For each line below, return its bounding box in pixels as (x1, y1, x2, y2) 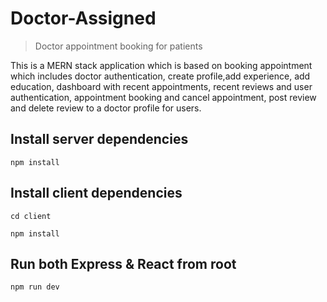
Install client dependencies (10, 185, 183, 202)
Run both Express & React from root (10, 255, 237, 272)
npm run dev (10, 282, 60, 292)
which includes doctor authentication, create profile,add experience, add (10, 70, 311, 82)
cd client (10, 211, 52, 221)
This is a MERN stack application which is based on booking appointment (10, 59, 313, 71)
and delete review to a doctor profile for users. (10, 102, 202, 114)
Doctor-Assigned (10, 7, 157, 30)
